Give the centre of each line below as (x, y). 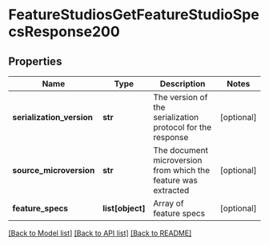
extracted (171, 190)
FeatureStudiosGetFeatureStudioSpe (134, 15)
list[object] (124, 208)
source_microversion (54, 170)
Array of (169, 203)
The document (181, 150)
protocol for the (183, 127)
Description (183, 84)
